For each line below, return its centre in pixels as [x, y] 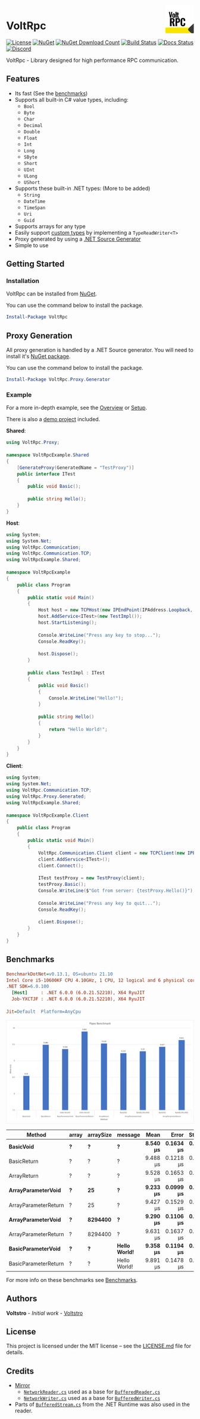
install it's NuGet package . [38, 356]
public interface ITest [46, 474]
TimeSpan [35, 208]
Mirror [23, 1386]
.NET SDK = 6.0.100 [28, 987]
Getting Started [35, 264]
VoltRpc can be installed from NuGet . [51, 294]
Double [32, 132]
